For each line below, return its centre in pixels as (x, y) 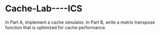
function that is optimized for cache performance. (56, 27)
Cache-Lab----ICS (44, 9)
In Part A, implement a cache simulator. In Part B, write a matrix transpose (80, 22)
